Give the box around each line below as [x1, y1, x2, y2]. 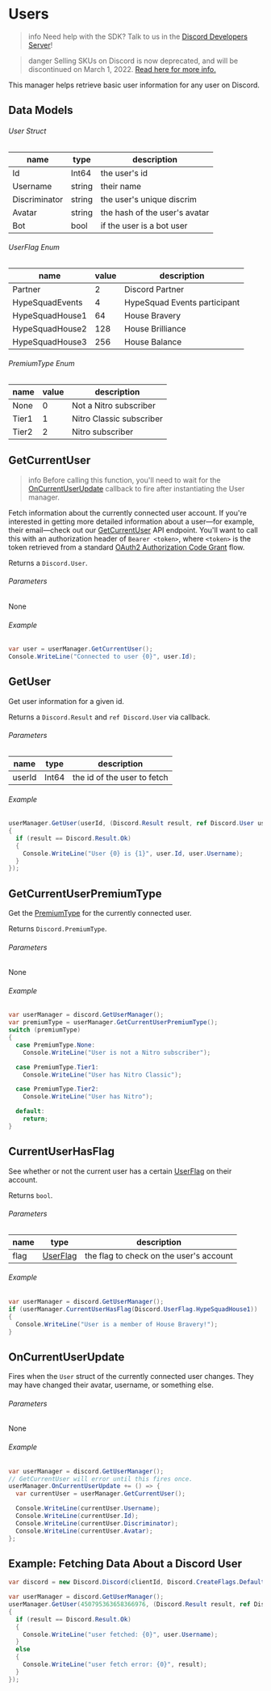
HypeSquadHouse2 [12, 323, 87, 334]
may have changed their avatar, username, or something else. [8, 1380, 214, 1390]
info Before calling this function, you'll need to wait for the [27, 474, 221, 485]
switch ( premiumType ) [8, 1026, 81, 1035]
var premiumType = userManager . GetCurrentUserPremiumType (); [8, 1018, 219, 1027]
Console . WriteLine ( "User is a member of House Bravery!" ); [15, 1320, 219, 1328]
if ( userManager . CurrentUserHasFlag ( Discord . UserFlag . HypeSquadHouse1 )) [8, 1305, 258, 1314]
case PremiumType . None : [15, 1040, 95, 1049]
